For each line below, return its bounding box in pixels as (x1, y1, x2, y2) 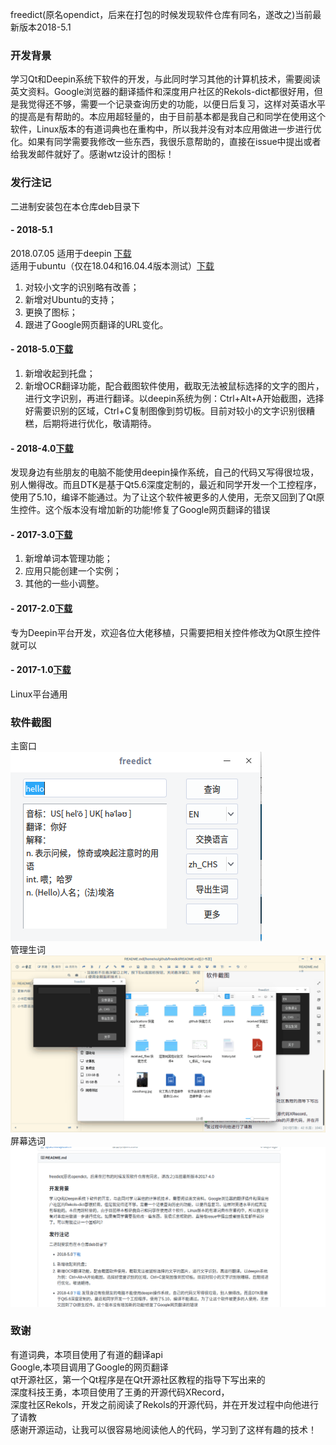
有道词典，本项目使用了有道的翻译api (10, 1348, 163, 1360)
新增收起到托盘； (24, 368, 96, 379)
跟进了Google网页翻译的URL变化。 (24, 318, 169, 330)
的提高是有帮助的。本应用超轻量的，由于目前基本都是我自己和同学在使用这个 (10, 111, 326, 123)
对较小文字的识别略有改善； (24, 281, 140, 293)
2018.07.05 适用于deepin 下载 (10, 247, 132, 259)
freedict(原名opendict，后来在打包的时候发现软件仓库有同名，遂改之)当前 (10, 9, 313, 20)
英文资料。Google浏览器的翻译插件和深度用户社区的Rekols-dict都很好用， (10, 86, 315, 98)
